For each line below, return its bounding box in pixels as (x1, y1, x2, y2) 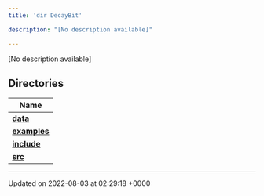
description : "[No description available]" (8, 25, 153, 34)
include (12, 139, 41, 150)
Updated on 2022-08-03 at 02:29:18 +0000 (8, 179, 151, 188)
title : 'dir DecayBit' (8, 11, 82, 20)
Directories (8, 76, 64, 90)
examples (12, 126, 49, 137)
